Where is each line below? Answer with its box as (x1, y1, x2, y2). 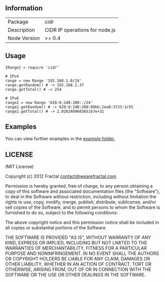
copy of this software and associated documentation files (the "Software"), (5, 188, 160, 195)
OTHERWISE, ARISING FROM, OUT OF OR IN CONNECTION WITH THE (5, 266, 151, 272)
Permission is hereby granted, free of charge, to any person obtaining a (5, 183, 153, 189)
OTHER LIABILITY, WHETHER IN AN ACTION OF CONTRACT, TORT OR (5, 261, 151, 267)
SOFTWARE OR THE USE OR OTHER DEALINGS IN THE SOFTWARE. (5, 272, 146, 278)
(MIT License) (5, 164, 34, 170)
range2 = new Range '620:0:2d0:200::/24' (5, 100, 93, 105)
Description (8, 26, 35, 33)
